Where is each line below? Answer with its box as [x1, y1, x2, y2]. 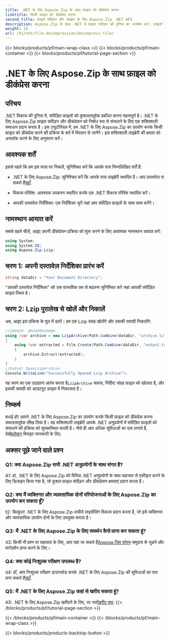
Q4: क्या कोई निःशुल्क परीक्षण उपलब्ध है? [5, 558, 81, 565]
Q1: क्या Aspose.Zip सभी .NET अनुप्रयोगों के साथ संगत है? [5, 461, 123, 468]
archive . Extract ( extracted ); [23, 352, 85, 357]
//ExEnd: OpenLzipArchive [5, 366, 60, 371]
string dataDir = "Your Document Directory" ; [5, 275, 103, 281]
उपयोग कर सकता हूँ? [5, 497, 45, 505]
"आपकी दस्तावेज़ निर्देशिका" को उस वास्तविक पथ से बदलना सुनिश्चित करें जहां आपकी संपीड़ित [5, 284, 155, 290]
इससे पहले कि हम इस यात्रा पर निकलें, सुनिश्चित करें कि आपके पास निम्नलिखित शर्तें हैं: [5, 164, 142, 170]
